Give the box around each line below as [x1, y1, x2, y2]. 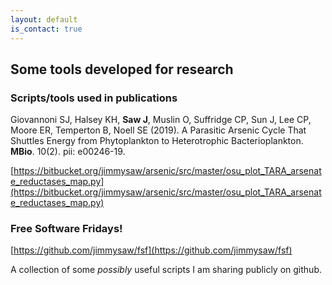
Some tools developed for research [10, 61, 234, 78]
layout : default [10, 14, 78, 25]
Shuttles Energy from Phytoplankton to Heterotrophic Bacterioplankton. [10, 135, 304, 147]
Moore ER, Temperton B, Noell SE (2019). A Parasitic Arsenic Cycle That [10, 124, 307, 136]
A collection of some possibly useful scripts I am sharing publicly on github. [10, 264, 322, 276]
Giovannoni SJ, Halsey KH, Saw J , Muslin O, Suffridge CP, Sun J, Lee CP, [10, 114, 312, 126]
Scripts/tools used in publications [10, 91, 178, 105]
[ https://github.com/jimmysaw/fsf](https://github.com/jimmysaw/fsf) [10, 244, 293, 256]
